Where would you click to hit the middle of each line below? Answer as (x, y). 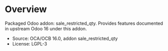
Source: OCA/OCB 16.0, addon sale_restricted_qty (65, 38)
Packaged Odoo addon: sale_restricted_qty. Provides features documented (84, 23)
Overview (26, 9)
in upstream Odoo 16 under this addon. (46, 28)
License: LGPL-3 (29, 43)
